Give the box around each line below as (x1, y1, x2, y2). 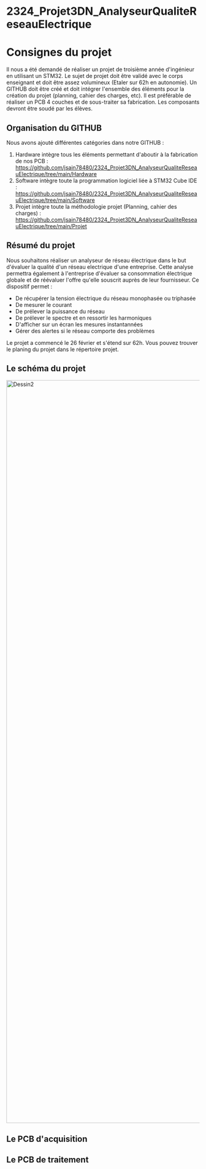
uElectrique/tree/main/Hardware (15, 170, 97, 177)
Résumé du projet (6, 241, 75, 251)
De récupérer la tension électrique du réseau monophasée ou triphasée (15, 295, 196, 302)
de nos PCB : (15, 157, 48, 164)
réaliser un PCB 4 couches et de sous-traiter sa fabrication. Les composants (6, 98, 200, 106)
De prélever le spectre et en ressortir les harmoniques (15, 314, 152, 322)
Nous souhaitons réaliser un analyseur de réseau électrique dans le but (6, 257, 186, 264)
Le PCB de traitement (6, 1155, 89, 1165)
